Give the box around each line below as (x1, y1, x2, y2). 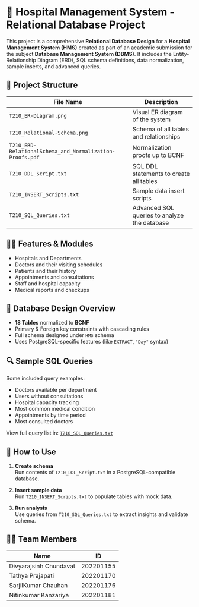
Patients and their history (14, 267, 76, 274)
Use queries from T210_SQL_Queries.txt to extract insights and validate (14, 511, 188, 518)
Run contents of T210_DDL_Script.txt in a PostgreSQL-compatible (14, 469, 176, 476)
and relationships (132, 132, 181, 140)
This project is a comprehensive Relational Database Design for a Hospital (6, 37, 190, 45)
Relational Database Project (6, 18, 145, 32)
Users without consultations (14, 392, 84, 400)
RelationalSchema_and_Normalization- (9, 148, 115, 155)
